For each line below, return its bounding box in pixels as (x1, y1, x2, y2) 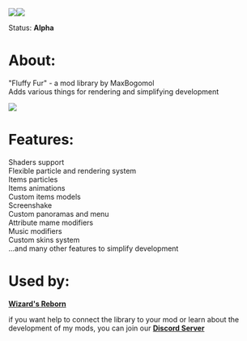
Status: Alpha (8, 23, 54, 32)
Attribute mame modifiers (8, 218, 94, 227)
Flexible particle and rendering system (8, 166, 137, 175)
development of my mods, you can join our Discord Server (8, 323, 205, 333)
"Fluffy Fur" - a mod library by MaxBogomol (8, 78, 155, 88)
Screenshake (8, 200, 53, 210)
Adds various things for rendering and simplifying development (8, 86, 219, 97)
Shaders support (8, 157, 65, 166)
